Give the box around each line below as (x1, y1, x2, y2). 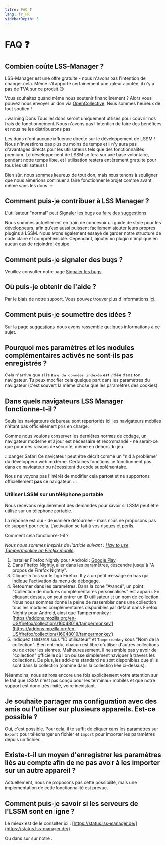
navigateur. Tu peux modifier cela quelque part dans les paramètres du (5, 377, 150, 383)
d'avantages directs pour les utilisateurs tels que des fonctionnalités (5, 146, 145, 152)
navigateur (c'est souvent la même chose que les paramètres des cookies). (5, 382, 159, 388)
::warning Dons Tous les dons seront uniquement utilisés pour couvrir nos (5, 115, 156, 122)
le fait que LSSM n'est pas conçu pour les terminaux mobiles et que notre (5, 677, 155, 683)
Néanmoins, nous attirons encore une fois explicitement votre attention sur (5, 672, 158, 678)
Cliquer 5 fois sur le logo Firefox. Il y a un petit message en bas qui (12, 572, 149, 578)
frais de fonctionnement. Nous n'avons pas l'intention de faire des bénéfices (5, 121, 162, 127)
